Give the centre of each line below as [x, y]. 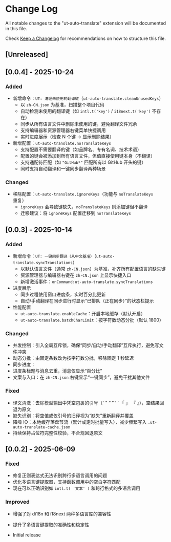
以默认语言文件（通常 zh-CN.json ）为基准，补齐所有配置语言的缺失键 [93, 269]
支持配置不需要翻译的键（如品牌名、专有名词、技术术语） [81, 149]
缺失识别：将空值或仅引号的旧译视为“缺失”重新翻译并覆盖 [73, 416]
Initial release [27, 535]
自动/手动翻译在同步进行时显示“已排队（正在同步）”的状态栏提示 [87, 301]
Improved [17, 502]
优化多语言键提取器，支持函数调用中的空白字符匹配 [67, 482]
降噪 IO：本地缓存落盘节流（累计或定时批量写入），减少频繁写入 [80, 422]
